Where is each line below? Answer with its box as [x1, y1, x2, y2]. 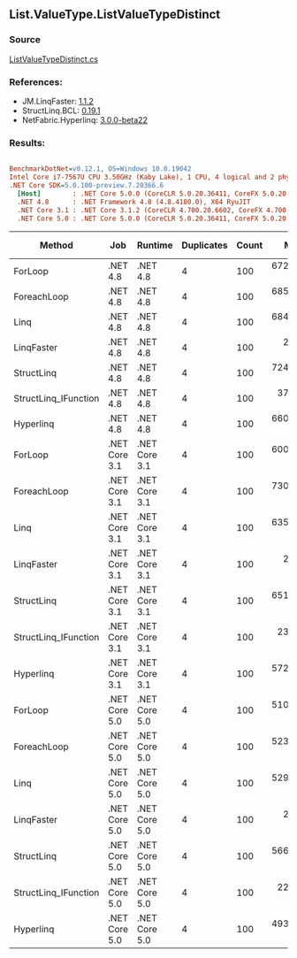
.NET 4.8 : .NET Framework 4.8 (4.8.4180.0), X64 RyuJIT [17, 197, 251, 206]
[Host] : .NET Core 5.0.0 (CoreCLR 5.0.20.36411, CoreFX [17, 189, 259, 198]
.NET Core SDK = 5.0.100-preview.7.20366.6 [9, 181, 164, 190]
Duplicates [180, 239, 228, 251]
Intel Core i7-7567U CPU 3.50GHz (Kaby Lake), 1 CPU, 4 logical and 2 [9, 172, 275, 182]
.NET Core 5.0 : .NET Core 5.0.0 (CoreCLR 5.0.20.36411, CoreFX [17, 214, 259, 223]
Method [39, 239, 73, 251]
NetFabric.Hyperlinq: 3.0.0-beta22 [21, 114, 148, 125]
